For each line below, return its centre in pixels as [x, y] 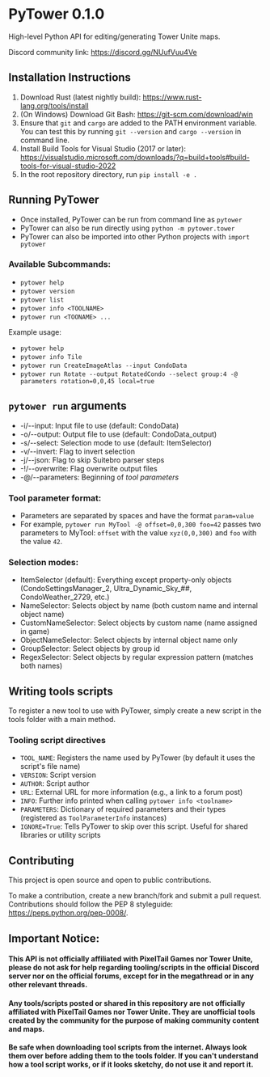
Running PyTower [54, 200]
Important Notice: [54, 938]
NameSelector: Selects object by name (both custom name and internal [139, 606]
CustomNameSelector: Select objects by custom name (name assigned [139, 623]
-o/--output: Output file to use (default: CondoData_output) [118, 434]
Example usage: [35, 332]
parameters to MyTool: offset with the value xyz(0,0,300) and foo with [138, 532]
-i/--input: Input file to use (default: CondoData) [99, 425]
